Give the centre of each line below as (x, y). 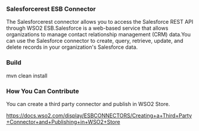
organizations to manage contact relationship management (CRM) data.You (99, 35)
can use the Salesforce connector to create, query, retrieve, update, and (95, 41)
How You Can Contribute (43, 91)
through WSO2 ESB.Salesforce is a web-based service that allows (87, 28)
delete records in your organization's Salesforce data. (72, 47)
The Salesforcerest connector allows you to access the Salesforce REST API (100, 22)
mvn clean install (27, 76)
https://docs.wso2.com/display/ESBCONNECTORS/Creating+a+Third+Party (99, 116)
